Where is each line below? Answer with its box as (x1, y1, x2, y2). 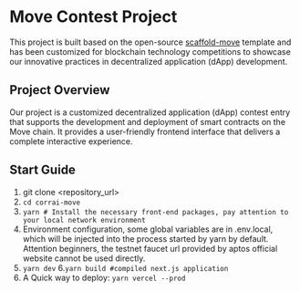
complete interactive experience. (9, 135, 134, 147)
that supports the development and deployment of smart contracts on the (9, 116, 285, 127)
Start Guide (9, 162, 76, 178)
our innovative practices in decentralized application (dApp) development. (9, 56, 288, 67)
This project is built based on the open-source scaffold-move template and (9, 36, 292, 47)
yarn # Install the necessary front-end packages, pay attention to (22, 207, 289, 216)
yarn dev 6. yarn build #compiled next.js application (22, 262, 229, 273)
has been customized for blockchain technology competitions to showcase (9, 46, 292, 57)
